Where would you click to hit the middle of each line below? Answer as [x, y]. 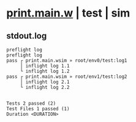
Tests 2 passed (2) [31, 104]
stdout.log [27, 36]
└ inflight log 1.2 [45, 71]
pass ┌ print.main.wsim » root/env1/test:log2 [67, 77]
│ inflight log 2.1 [45, 82]
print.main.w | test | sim [68, 13]
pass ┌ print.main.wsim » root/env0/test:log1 [67, 61]
